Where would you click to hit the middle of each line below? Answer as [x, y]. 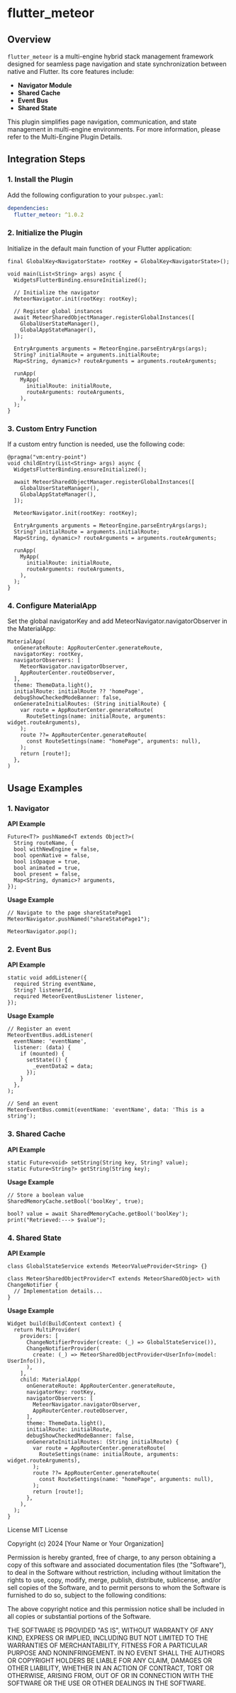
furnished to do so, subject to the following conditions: [87, 1595]
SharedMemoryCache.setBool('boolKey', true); [75, 1201]
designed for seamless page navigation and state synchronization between [117, 64]
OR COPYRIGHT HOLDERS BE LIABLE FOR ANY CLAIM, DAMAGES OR [110, 1660]
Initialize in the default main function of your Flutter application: [100, 248]
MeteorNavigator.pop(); [43, 932]
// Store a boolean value [45, 1195]
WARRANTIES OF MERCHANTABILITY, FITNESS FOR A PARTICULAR [107, 1645]
